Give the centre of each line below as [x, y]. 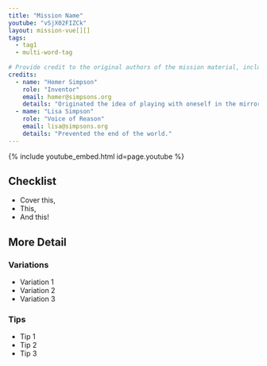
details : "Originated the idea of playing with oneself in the [130, 104]
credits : [23, 75]
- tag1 [26, 45]
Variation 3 [37, 299]
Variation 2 [37, 291]
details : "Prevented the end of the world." [97, 133]
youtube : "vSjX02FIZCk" [48, 23]
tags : [17, 38]
